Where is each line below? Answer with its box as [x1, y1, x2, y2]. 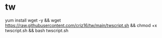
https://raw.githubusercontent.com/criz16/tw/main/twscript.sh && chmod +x [5, 22, 157, 28]
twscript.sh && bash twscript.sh [5, 27, 69, 33]
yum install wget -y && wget [5, 17, 61, 23]
